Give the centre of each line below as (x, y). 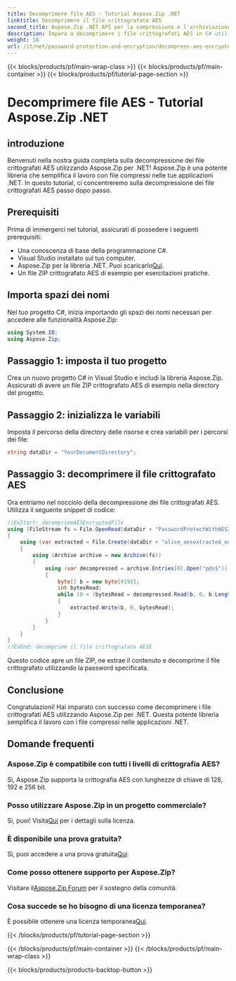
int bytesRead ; (79, 588)
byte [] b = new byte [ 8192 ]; (98, 582)
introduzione (36, 143)
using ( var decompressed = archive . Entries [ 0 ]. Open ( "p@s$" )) (136, 568)
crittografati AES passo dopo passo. (59, 190)
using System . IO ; (33, 332)
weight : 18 (23, 40)
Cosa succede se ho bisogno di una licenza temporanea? (106, 906)
